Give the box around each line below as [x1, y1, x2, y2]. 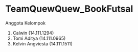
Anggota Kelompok [5, 20, 46, 26]
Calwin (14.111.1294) [12, 30, 54, 36]
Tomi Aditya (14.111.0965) [12, 35, 66, 41]
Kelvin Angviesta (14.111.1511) [12, 40, 73, 46]
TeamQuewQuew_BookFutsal [5, 3, 133, 15]
